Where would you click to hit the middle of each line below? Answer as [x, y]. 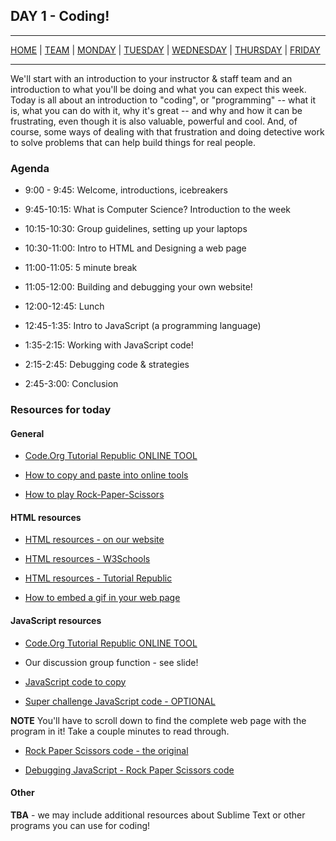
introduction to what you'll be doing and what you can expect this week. [158, 89]
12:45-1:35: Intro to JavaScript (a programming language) [143, 326]
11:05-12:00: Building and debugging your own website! [138, 287]
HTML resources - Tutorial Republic [98, 578]
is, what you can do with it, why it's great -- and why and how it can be [156, 110]
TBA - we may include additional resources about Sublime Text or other [158, 815]
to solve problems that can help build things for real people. [133, 142]
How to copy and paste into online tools [106, 475]
